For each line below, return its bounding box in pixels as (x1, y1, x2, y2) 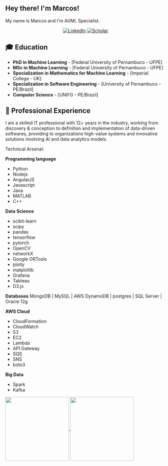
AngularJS (12, 177, 35, 183)
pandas (12, 229, 29, 235)
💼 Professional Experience (5, 107, 91, 115)
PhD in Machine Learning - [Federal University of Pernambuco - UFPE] (12, 59, 163, 65)
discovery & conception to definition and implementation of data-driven (5, 125, 155, 132)
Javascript (12, 182, 35, 188)
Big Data (5, 372, 24, 378)
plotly (12, 261, 25, 267)
